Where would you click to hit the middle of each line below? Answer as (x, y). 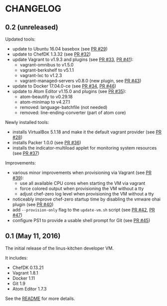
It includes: (16, 257)
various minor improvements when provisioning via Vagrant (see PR (82, 172)
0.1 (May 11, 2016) (33, 236)
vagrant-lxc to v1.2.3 (41, 75)
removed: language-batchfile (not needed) (64, 107)
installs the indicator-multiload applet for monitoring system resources (84, 148)
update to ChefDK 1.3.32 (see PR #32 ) (51, 54)
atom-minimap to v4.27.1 (45, 102)
